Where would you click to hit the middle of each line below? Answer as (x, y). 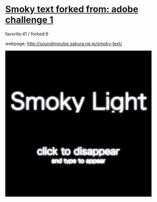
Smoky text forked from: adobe (72, 9)
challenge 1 (29, 20)
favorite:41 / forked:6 (27, 34)
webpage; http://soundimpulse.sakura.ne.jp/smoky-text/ (64, 43)
